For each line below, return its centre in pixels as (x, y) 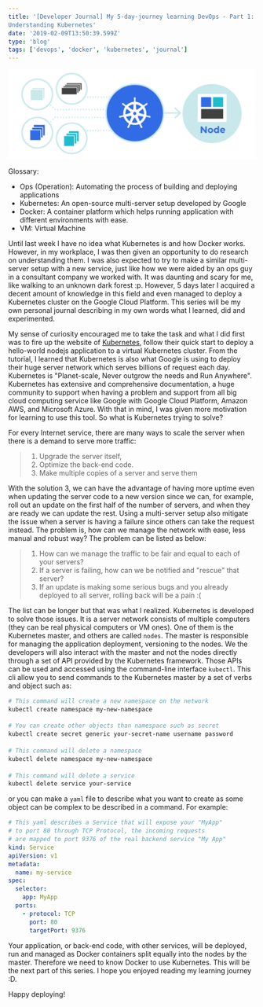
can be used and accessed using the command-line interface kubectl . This (130, 669)
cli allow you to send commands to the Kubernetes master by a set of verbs (130, 677)
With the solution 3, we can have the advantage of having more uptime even (131, 488)
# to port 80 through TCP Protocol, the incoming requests (107, 831)
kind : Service (31, 847)
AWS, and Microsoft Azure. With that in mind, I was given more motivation (128, 409)
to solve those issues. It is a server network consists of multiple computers (129, 619)
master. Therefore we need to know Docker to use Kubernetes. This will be (129, 962)
